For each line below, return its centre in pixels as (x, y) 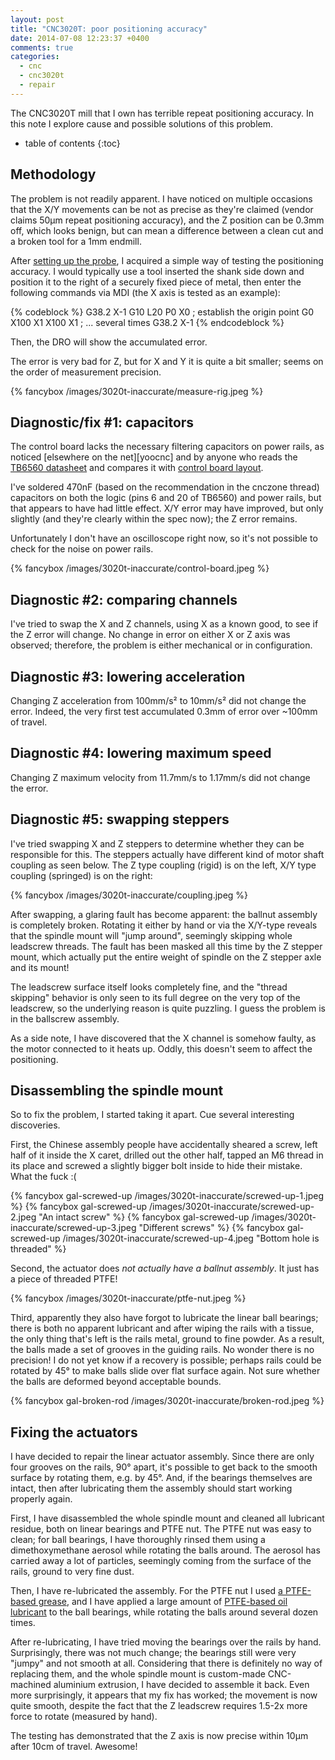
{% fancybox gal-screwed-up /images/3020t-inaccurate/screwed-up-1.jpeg (167, 1196)
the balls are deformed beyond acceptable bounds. (116, 1382)
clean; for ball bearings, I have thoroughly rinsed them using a (138, 1540)
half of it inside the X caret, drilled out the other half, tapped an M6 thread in (167, 1155)
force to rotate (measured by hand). (84, 1717)
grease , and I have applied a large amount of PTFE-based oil (163, 1602)
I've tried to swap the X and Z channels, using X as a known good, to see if (164, 624)
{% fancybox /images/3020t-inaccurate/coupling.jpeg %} (129, 895)
